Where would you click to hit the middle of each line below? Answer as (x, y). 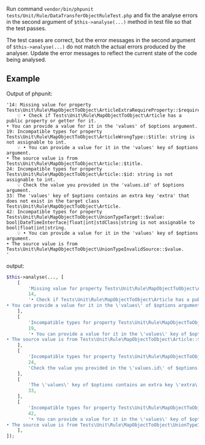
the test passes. (27, 28)
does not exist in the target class (53, 201)
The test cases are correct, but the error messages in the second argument (101, 40)
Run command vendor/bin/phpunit (50, 9)
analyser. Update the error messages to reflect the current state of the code (102, 53)
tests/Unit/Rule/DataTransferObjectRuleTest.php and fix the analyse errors (102, 15)
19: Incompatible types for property (54, 131)
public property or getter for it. (52, 121)
